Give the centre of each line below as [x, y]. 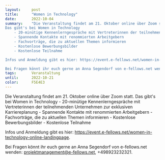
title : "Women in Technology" [41, 14]
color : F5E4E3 [25, 82]
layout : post [23, 10]
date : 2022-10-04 [29, 19]
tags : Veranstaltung [33, 73]
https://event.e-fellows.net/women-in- [113, 132]
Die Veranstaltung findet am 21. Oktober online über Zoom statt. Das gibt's [80, 96]
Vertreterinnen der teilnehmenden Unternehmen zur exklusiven [69, 107]
